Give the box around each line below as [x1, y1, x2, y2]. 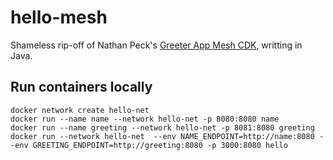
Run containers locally [10, 79, 153, 96]
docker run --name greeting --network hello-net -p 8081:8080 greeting [10, 122, 315, 133]
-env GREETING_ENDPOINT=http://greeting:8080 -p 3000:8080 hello [10, 140, 288, 150]
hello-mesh [10, 6, 108, 29]
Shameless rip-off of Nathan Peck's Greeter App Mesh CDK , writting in [10, 39, 303, 51]
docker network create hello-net [10, 105, 150, 115]
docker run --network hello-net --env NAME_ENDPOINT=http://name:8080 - [10, 131, 325, 141]
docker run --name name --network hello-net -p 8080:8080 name [10, 114, 280, 124]
